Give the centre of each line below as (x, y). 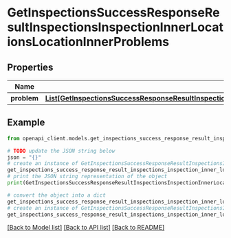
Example (26, 123)
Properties (30, 67)
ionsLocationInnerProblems (88, 42)
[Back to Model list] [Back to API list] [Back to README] (86, 228)
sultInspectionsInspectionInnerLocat (115, 27)
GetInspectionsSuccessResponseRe (113, 13)
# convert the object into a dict (57, 195)
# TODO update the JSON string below (61, 151)
